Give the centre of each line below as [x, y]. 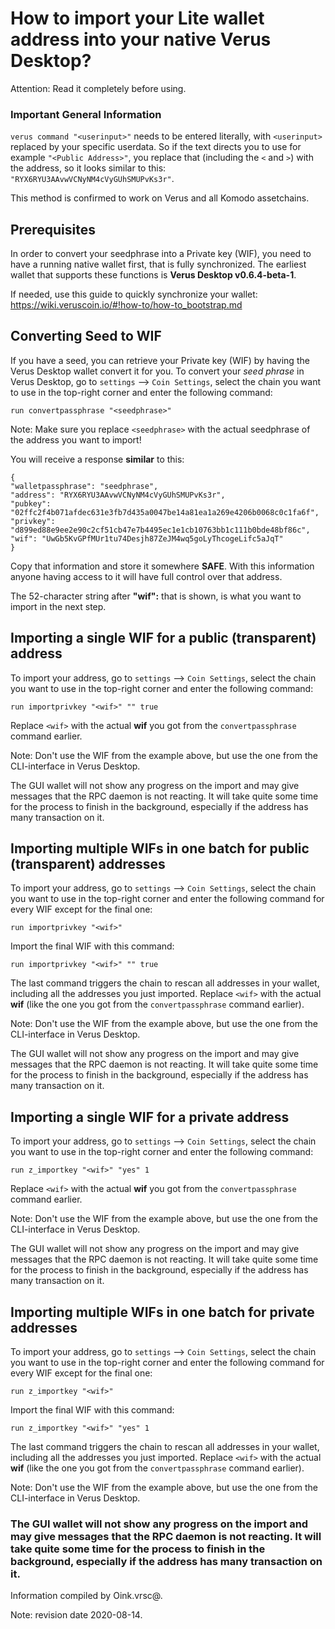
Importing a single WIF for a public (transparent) [163, 638]
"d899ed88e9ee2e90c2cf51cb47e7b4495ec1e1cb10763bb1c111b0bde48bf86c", [160, 530]
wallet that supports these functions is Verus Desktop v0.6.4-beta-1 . [153, 275]
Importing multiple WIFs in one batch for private [162, 1312]
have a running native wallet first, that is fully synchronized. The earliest [158, 264]
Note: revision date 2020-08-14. [76, 1615]
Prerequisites [53, 229]
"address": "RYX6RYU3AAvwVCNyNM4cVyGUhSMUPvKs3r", [118, 495]
